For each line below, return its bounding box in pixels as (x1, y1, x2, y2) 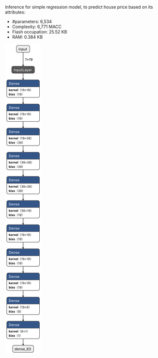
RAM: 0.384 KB (12, 34, 43, 40)
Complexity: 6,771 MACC (12, 24, 62, 30)
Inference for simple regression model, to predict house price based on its (5, 4, 153, 10)
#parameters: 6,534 (12, 19, 52, 24)
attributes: (5, 9, 26, 15)
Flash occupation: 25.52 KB (12, 29, 67, 34)
